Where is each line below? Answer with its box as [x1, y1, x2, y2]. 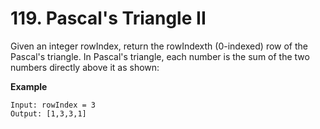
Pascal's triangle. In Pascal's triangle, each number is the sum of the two [10, 50, 310, 62]
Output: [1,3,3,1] [10, 108, 87, 119]
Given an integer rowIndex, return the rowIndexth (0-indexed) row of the [10, 40, 308, 52]
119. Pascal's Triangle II [10, 7, 207, 30]
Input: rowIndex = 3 [10, 100, 97, 110]
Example [10, 80, 48, 92]
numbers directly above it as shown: [10, 61, 160, 73]
